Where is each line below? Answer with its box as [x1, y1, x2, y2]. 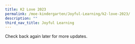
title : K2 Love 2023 [5, 7, 47, 12]
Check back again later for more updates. [5, 33, 88, 39]
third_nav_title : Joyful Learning [5, 20, 75, 25]
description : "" [5, 16, 38, 21]
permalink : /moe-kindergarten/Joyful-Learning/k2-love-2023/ [5, 11, 131, 16]
